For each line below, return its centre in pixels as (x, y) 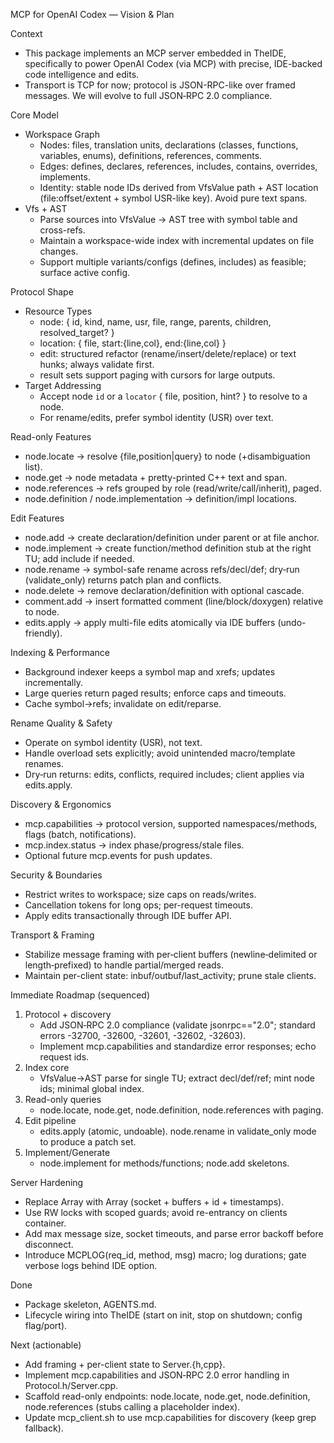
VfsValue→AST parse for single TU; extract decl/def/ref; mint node (177, 1078)
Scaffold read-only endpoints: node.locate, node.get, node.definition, (167, 1396)
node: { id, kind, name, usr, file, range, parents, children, (155, 322)
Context (26, 33)
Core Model (34, 115)
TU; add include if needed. (79, 558)
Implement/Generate (67, 1152)
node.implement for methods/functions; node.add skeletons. (164, 1163)
